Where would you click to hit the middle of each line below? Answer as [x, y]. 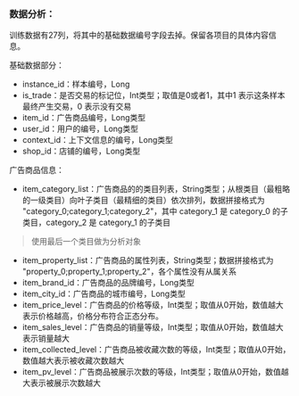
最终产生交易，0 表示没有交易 [77, 107]
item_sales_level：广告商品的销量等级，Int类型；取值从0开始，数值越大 [153, 327]
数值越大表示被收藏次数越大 [73, 361]
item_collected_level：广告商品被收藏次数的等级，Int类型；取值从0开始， [156, 350]
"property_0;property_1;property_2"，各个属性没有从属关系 [129, 272]
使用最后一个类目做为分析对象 [86, 242]
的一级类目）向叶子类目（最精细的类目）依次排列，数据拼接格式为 [143, 200]
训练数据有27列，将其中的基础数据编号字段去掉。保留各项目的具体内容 [139, 35]
